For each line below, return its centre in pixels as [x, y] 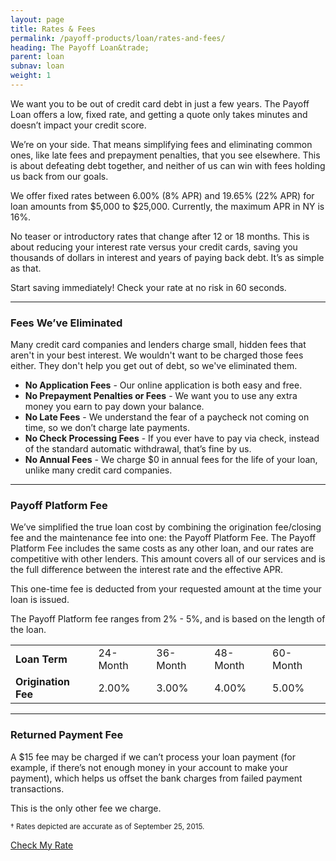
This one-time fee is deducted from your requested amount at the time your [166, 589]
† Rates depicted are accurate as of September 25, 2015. [107, 826]
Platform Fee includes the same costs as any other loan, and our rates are [162, 548]
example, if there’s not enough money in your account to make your [149, 767]
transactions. [37, 788]
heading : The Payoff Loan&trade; [80, 47]
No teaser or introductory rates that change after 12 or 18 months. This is [160, 236]
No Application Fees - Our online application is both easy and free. [163, 385]
